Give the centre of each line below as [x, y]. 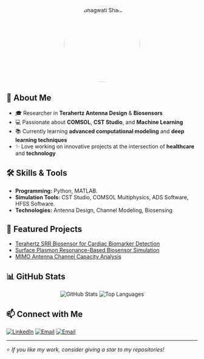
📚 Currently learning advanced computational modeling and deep [100, 131]
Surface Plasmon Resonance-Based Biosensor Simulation [87, 250]
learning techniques [41, 140]
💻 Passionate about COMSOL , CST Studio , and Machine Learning [99, 122]
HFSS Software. [35, 203]
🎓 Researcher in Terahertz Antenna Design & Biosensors [89, 113]
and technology [35, 153]
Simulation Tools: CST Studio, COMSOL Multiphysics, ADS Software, [102, 197]
